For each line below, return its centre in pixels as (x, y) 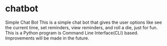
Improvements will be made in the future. (47, 38)
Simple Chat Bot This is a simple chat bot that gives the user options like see (83, 22)
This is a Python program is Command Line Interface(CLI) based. (72, 33)
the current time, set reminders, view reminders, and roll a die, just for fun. (82, 27)
